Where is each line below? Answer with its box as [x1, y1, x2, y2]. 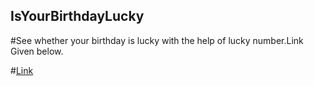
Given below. [10, 45, 64, 57]
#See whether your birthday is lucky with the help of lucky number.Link [10, 34, 304, 46]
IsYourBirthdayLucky [10, 8, 145, 25]
